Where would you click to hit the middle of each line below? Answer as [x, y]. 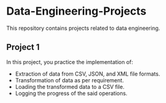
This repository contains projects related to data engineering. [83, 28]
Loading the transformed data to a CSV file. [70, 87]
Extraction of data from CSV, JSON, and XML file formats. [88, 74]
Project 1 [23, 47]
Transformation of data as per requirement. [69, 80]
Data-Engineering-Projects [76, 11]
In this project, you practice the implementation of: [70, 62]
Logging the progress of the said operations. [71, 93]
